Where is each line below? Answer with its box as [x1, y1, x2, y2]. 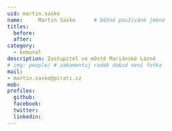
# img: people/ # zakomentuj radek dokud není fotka [7, 62, 162, 69]
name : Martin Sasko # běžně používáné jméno [7, 17, 166, 24]
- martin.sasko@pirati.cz [7, 74, 82, 82]
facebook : [13, 101, 41, 107]
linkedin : [13, 113, 41, 120]
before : [13, 29, 36, 37]
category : [7, 42, 36, 49]
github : [13, 94, 36, 101]
